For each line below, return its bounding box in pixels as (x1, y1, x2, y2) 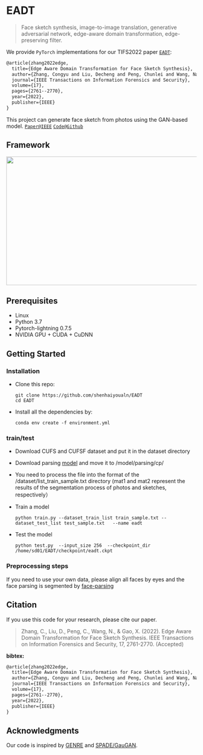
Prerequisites (6, 296, 58, 306)
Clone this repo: (14, 381, 55, 388)
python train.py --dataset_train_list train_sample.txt (14, 515, 159, 521)
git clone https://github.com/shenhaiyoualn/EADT (14, 392, 143, 398)
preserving (21, 36, 48, 44)
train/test (6, 434, 34, 443)
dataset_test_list (14, 520, 62, 527)
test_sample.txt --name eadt (63, 520, 143, 527)
